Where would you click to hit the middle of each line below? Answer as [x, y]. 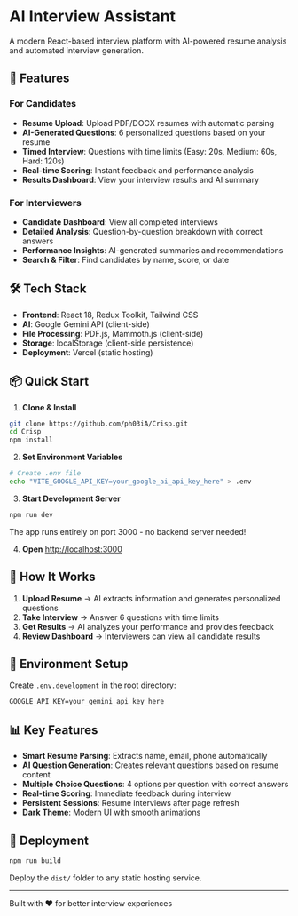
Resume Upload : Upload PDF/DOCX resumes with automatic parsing [148, 123]
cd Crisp [25, 432]
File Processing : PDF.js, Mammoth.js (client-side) [113, 333]
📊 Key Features [54, 730]
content [36, 775]
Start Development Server [71, 498]
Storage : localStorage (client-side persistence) [108, 343]
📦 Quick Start [49, 382]
